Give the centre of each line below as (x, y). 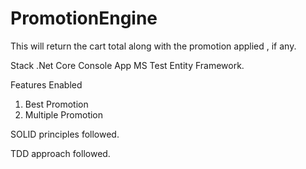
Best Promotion (56, 104)
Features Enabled (46, 84)
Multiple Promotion (64, 114)
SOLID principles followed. (65, 134)
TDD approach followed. (60, 153)
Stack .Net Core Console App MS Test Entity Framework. (127, 65)
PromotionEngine (84, 18)
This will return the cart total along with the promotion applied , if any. (153, 46)
